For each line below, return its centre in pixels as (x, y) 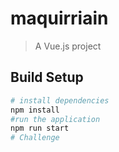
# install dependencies (60, 100)
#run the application (55, 119)
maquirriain (59, 18)
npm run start (40, 128)
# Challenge (35, 138)
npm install (35, 110)
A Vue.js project (68, 46)
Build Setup (47, 77)
